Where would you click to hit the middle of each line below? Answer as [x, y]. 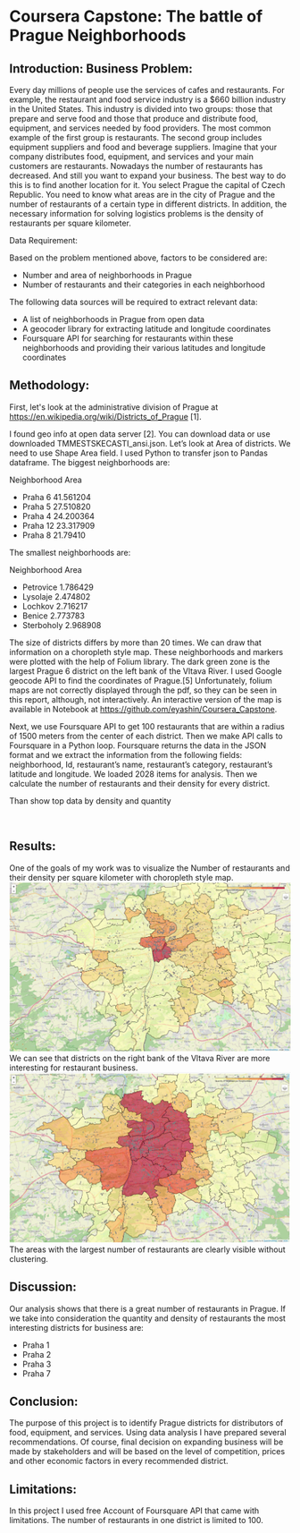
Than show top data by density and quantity [90, 801]
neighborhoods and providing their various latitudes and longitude [144, 348]
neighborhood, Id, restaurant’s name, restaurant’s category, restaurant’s [141, 764]
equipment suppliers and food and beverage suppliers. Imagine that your [143, 147]
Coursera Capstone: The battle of [136, 17]
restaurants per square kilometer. [71, 223]
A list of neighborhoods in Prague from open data [113, 319]
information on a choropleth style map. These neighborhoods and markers [146, 652]
